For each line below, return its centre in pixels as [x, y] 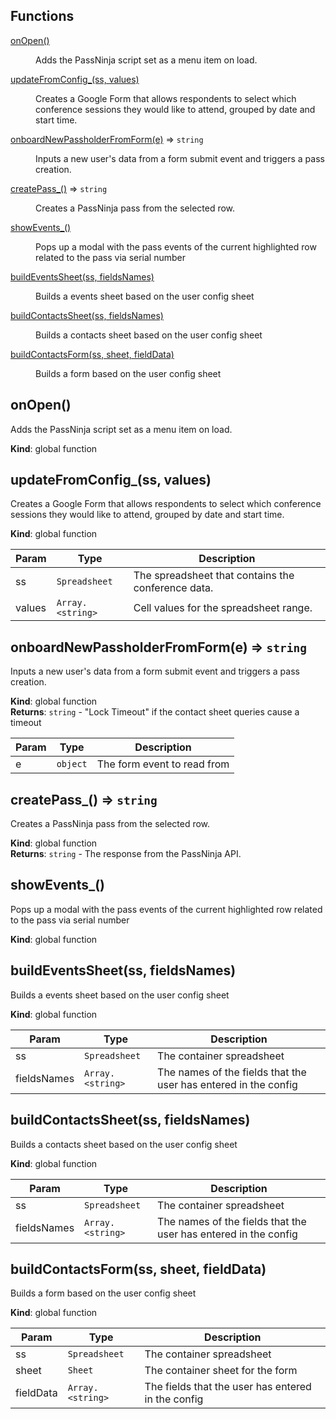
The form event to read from [163, 764]
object [72, 764]
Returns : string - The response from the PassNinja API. [126, 854]
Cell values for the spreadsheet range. [223, 608]
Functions [42, 16]
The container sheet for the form [221, 1371]
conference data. [173, 588]
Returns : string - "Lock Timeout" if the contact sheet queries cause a [155, 712]
